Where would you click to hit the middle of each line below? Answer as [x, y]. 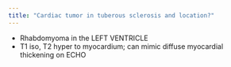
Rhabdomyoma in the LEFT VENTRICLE [84, 38]
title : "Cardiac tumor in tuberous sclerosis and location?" [112, 15]
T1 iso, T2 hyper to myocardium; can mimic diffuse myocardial [121, 46]
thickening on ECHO [53, 54]
